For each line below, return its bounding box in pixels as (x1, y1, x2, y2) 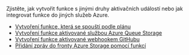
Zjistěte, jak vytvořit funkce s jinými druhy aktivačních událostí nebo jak (6, 5, 184, 12)
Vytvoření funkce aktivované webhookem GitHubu (14, 36, 140, 42)
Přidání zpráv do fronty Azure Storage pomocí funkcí (14, 42, 146, 49)
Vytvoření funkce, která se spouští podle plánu (14, 23, 131, 30)
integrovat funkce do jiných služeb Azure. (6, 11, 110, 19)
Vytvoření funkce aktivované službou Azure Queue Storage (14, 29, 163, 36)
